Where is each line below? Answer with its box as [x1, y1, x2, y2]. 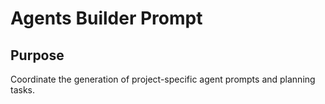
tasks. [10, 84, 36, 96]
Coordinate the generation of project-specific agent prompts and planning [10, 73, 316, 85]
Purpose [10, 47, 65, 64]
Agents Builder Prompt [10, 7, 203, 30]
